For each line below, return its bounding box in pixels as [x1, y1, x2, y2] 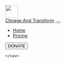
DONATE [8, 43, 25, 48]
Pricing [12, 33, 28, 38]
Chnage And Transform [5, 18, 54, 23]
